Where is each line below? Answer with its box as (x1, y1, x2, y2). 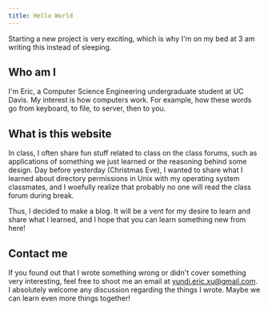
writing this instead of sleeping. (8, 42, 112, 52)
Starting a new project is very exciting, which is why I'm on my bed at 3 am (8, 34, 255, 43)
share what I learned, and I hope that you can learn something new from (8, 215, 246, 224)
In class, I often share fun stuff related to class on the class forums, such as (8, 148, 258, 158)
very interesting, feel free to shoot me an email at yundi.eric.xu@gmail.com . (8, 277, 258, 286)
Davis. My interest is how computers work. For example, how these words (8, 95, 252, 105)
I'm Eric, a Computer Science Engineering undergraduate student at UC (8, 87, 244, 96)
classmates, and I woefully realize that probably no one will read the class (8, 182, 252, 192)
